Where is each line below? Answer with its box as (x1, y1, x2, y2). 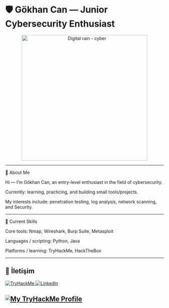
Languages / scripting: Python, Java (5, 238, 80, 244)
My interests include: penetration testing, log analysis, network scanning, (5, 198, 157, 204)
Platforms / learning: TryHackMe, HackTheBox (5, 247, 102, 254)
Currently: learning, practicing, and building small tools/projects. (5, 189, 138, 195)
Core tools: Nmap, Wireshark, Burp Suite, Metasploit (5, 228, 114, 234)
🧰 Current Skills (5, 218, 38, 224)
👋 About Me (5, 169, 30, 175)
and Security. (5, 204, 33, 210)
